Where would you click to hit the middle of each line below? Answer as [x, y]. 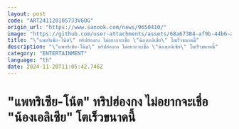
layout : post [27, 14]
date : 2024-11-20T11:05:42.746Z [55, 67]
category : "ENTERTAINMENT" [47, 54]
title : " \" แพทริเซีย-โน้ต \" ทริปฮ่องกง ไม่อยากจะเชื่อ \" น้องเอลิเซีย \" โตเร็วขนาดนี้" [103, 40]
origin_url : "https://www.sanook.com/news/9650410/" [87, 27]
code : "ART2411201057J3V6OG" [51, 21]
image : [17, 34]
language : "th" [30, 60]
